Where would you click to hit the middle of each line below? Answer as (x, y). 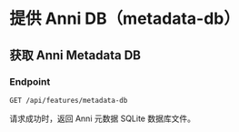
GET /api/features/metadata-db (69, 100)
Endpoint (30, 81)
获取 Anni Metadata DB (75, 55)
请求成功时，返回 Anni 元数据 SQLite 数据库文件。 (102, 118)
